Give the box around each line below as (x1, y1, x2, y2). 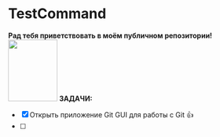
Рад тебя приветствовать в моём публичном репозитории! (8, 31, 213, 40)
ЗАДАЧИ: (58, 94, 93, 103)
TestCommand (8, 5, 107, 23)
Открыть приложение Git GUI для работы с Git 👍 (29, 109, 194, 119)
